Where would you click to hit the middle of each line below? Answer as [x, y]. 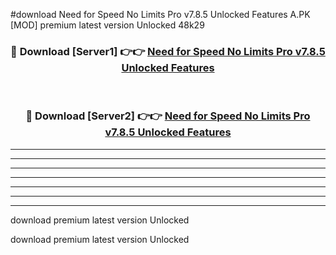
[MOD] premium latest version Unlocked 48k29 [107, 25]
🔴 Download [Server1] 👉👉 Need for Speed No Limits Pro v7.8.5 [168, 51]
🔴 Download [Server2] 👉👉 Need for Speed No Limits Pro [168, 116]
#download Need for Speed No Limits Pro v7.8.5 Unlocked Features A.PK [160, 14]
